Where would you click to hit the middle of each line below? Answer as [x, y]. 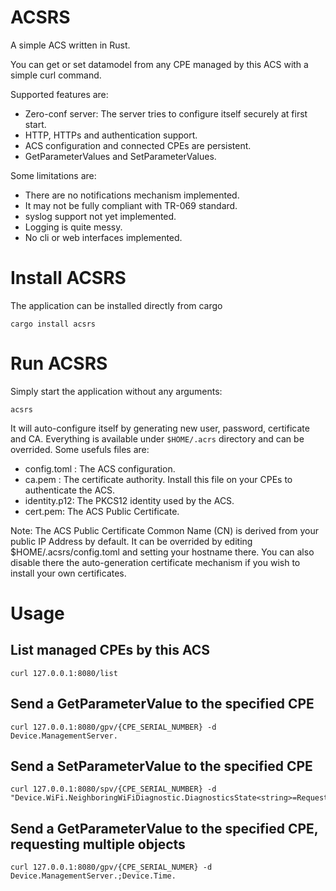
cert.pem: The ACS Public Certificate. [102, 511]
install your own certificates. [68, 573]
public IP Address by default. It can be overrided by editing [131, 541]
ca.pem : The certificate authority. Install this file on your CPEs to [158, 479]
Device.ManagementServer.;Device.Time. [93, 876]
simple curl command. [56, 75]
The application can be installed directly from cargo [116, 305]
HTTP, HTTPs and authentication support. [111, 135]
